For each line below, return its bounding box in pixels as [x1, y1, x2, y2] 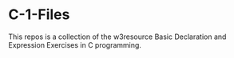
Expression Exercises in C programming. [8, 40, 142, 49]
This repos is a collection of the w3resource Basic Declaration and [8, 32, 227, 41]
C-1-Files [8, 6, 70, 24]
